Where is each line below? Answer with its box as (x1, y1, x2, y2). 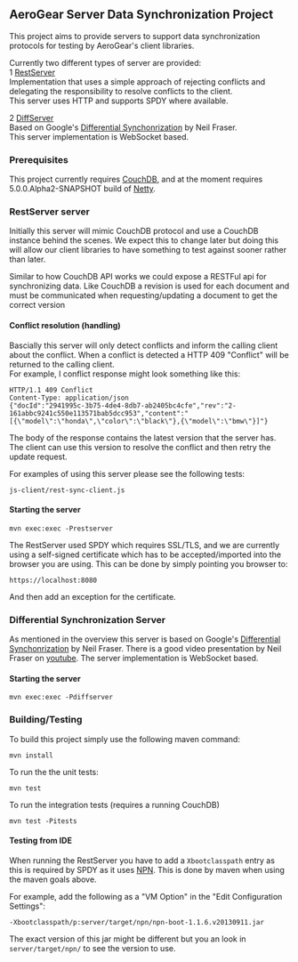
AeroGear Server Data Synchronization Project (9, 7, 274, 22)
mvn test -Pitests (9, 816, 77, 826)
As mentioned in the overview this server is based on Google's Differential (9, 634, 281, 644)
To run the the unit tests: (9, 766, 100, 777)
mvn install (9, 751, 53, 760)
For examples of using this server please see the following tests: (9, 468, 246, 479)
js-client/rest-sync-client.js (9, 485, 125, 495)
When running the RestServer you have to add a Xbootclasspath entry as (9, 854, 276, 866)
